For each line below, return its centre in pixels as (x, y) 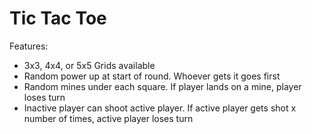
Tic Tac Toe (58, 18)
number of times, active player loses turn (108, 118)
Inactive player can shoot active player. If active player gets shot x (160, 108)
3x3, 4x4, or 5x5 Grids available (89, 65)
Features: (29, 46)
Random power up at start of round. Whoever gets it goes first (152, 76)
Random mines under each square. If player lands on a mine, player (162, 86)
